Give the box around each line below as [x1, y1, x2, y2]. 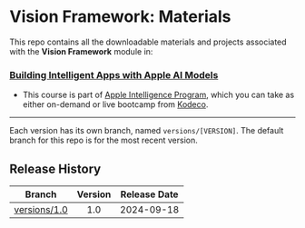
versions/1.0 [14, 203, 68, 216]
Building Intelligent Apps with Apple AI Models [9, 68, 219, 81]
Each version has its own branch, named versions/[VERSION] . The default [9, 125, 284, 136]
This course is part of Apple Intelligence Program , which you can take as [22, 89, 295, 101]
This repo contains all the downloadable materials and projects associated [9, 36, 288, 47]
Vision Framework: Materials [9, 6, 231, 27]
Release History [9, 161, 102, 176]
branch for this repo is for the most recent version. [9, 134, 198, 146]
